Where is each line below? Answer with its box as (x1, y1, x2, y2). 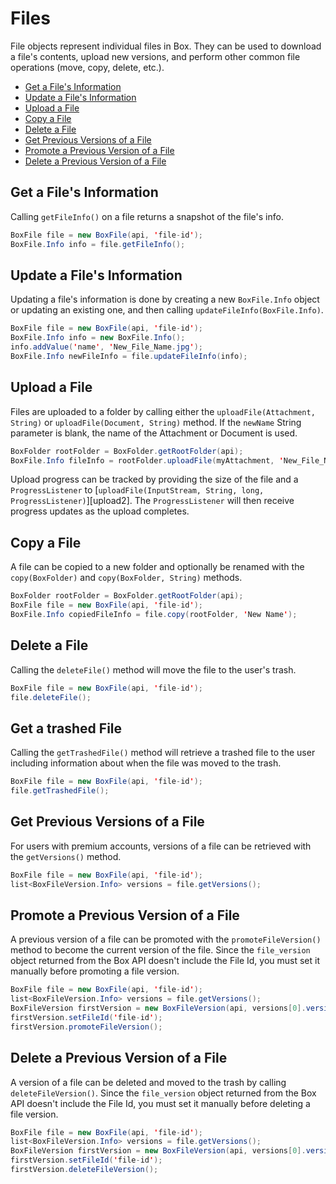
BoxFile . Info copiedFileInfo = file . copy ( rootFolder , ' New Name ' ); (10, 609, 298, 619)
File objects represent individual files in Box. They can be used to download (10, 40, 322, 52)
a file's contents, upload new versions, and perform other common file (10, 50, 301, 62)
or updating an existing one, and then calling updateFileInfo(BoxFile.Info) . (10, 304, 324, 316)
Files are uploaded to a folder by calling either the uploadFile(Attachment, (10, 405, 316, 417)
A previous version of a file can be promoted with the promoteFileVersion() (10, 933, 322, 946)
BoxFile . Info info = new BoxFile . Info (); (10, 333, 186, 343)
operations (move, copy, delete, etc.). (10, 61, 165, 73)
